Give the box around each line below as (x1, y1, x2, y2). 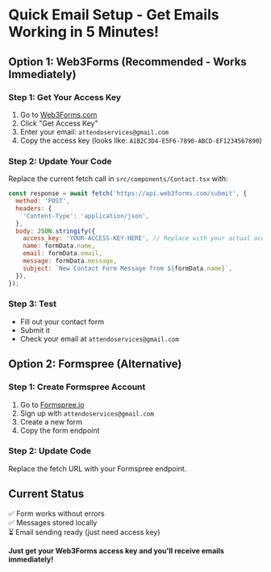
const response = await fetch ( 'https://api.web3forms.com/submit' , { (8, 189, 248, 198)
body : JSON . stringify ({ (15, 227, 95, 235)
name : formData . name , (23, 242, 95, 251)
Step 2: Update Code (8, 446, 91, 457)
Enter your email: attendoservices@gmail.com (19, 126, 169, 136)
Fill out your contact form (19, 317, 105, 326)
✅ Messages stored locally (8, 517, 98, 527)
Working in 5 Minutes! (8, 23, 160, 41)
